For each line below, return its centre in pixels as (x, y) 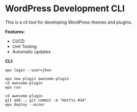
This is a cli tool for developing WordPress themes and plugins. (69, 22)
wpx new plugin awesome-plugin (37, 79)
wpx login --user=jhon (28, 70)
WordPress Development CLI (65, 9)
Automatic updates (31, 52)
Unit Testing (24, 46)
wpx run (13, 87)
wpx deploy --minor (25, 104)
